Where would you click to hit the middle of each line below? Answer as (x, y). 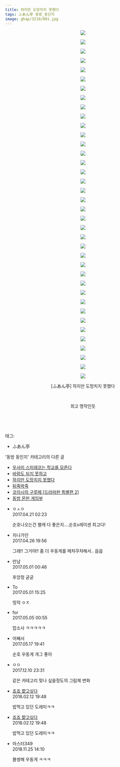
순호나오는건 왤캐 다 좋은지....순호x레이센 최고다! (59, 525)
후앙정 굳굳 (23, 577)
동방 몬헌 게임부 (27, 498)
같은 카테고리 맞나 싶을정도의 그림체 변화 (51, 680)
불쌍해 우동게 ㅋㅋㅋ (31, 760)
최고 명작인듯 (83, 406)
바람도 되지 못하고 (29, 474)
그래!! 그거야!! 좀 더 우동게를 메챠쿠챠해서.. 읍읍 (58, 551)
